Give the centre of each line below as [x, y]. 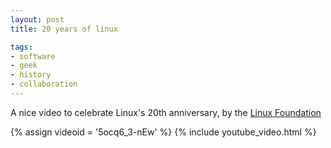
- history [31, 75]
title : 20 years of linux [64, 29]
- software [33, 56]
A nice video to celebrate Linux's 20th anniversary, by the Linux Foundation [166, 112]
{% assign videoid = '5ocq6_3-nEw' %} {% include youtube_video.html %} [163, 132]
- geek [24, 66]
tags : [21, 47]
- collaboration [44, 84]
